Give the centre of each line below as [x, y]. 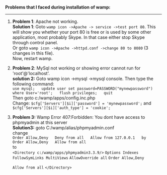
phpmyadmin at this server [40, 122]
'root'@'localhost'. [31, 73]
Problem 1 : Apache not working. [45, 21]
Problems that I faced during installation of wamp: [58, 7]
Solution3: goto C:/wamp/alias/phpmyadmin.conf [63, 128]
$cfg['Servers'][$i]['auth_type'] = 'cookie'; [61, 108]
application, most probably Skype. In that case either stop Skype [79, 37]
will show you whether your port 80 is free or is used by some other [82, 32]
